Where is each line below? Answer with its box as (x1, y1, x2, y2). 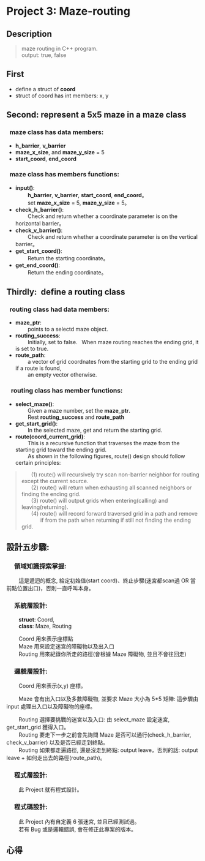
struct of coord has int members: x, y (15, 92, 109, 99)
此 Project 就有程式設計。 (18, 786, 83, 794)
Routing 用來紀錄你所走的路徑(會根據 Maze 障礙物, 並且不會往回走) (18, 650, 187, 658)
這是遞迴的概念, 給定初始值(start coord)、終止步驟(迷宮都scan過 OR (18, 577, 189, 584)
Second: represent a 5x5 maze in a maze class (6, 110, 187, 120)
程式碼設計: (14, 803, 48, 811)
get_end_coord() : (15, 261, 60, 269)
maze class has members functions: (9, 170, 119, 179)
